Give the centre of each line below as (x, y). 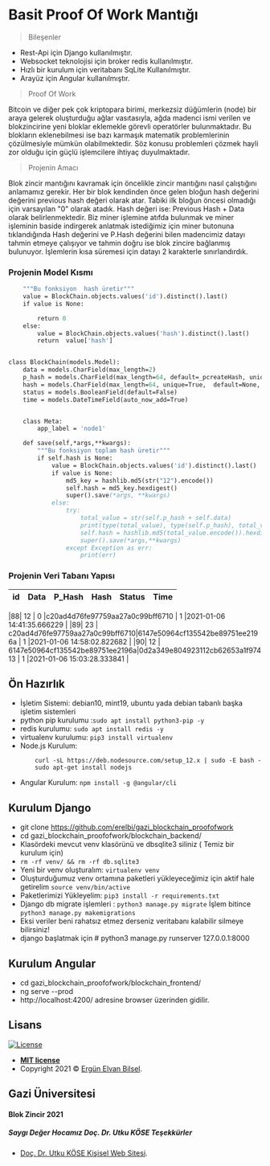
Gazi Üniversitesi (52, 1094)
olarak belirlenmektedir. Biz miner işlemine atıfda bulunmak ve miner (121, 217)
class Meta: (43, 421)
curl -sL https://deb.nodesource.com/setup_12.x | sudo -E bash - (148, 761)
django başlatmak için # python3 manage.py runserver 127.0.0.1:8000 (135, 939)
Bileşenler (45, 37)
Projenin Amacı (53, 167)
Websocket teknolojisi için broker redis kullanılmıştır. (106, 61)
